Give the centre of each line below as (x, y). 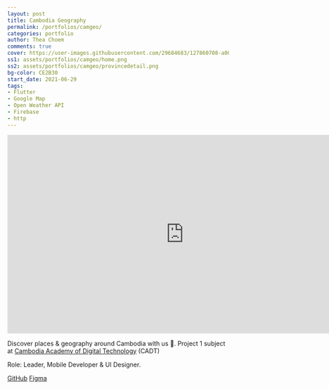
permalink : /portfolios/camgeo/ (54, 27)
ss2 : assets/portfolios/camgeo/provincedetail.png (83, 66)
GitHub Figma (27, 378)
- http (17, 118)
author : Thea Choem (36, 40)
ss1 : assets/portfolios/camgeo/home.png (67, 60)
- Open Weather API (36, 106)
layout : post (26, 14)
